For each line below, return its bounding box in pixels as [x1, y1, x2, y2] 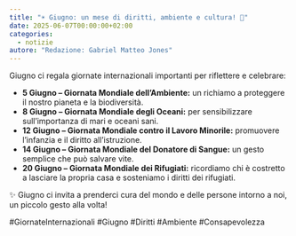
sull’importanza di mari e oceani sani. [21, 116, 159, 127]
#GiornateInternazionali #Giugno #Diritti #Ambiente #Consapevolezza [9, 216, 265, 227]
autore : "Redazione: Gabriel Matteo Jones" [9, 46, 173, 55]
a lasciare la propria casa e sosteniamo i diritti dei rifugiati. [21, 172, 236, 183]
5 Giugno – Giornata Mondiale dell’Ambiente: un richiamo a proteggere [21, 88, 285, 98]
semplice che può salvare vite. [21, 153, 135, 164]
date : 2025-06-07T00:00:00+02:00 [9, 21, 133, 30]
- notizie [17, 37, 53, 47]
